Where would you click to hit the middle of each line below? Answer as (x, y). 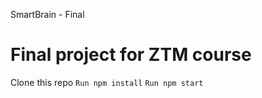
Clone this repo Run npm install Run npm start (107, 82)
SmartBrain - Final (47, 14)
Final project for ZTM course (131, 55)
